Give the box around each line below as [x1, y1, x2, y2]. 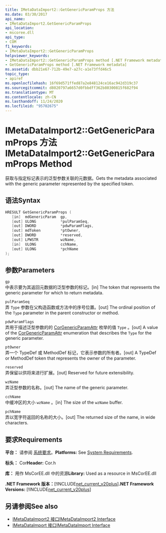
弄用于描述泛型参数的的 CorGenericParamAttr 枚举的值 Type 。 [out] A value [5, 325, 158, 330]
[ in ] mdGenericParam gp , [11, 214, 68, 219]
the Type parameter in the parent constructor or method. [5, 310, 120, 316]
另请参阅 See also [5, 502, 58, 510]
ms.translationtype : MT [5, 90, 54, 95]
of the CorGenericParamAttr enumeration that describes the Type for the [5, 330, 152, 336]
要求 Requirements [5, 435, 63, 444]
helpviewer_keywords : [5, 53, 50, 58]
